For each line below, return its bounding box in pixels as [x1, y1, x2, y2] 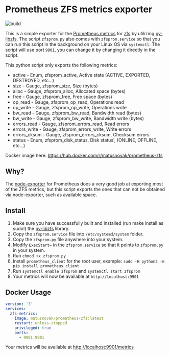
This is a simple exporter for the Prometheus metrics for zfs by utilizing [5, 30, 155, 36]
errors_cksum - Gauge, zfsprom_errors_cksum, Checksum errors [12, 131, 150, 137]
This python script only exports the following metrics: [5, 62, 117, 68]
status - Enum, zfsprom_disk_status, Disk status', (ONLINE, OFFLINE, [12, 137, 158, 143]
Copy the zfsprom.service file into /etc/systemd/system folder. [12, 231, 144, 237]
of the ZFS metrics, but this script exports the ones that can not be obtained [5, 186, 165, 192]
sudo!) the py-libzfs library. [12, 225, 70, 231]
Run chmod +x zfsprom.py [12, 252, 66, 258]
